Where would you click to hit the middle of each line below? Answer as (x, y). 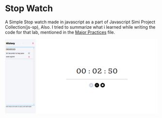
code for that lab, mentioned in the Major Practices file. (60, 32)
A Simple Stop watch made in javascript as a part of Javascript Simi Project (80, 22)
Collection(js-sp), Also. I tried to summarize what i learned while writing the (80, 27)
